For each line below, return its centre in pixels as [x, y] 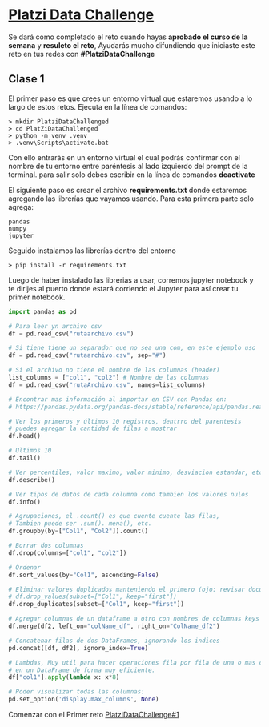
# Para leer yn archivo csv [55, 326]
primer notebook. [37, 297]
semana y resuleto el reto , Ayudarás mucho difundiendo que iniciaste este [132, 45]
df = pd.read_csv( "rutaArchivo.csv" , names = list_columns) [107, 385]
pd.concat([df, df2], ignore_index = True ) [78, 648]
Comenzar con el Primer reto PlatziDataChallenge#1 [94, 715]
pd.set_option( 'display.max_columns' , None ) [84, 699]
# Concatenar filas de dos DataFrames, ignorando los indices [114, 641]
